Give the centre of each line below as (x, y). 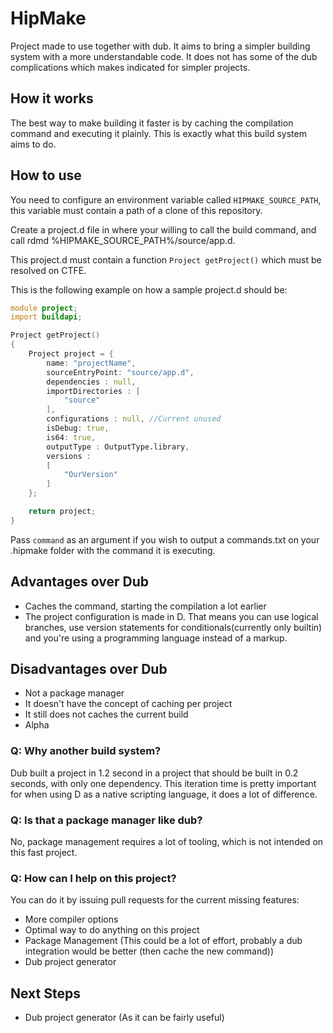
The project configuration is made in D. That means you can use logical (171, 616)
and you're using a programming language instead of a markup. (156, 638)
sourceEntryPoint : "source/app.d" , (120, 372)
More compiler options (71, 919)
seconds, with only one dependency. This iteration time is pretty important (163, 783)
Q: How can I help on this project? (93, 878)
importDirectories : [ (93, 391)
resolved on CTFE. (48, 270)
